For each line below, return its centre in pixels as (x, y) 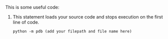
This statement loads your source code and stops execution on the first (88, 17)
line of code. (26, 22)
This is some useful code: (32, 7)
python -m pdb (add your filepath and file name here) (72, 31)
